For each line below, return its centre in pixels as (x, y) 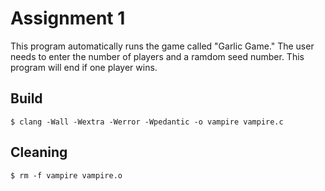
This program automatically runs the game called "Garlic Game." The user (162, 46)
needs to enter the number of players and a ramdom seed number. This (157, 56)
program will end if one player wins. (84, 67)
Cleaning (39, 152)
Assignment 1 (68, 18)
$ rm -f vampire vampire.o (66, 175)
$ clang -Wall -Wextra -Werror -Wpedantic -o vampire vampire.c (147, 122)
